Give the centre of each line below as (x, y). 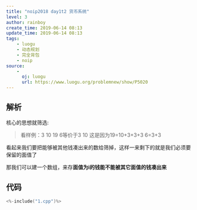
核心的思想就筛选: (28, 122)
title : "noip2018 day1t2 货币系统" (48, 11)
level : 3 (17, 17)
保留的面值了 (21, 154)
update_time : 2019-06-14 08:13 (44, 33)
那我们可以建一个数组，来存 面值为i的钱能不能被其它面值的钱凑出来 (86, 167)
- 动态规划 (28, 50)
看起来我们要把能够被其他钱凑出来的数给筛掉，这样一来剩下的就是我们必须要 (98, 147)
